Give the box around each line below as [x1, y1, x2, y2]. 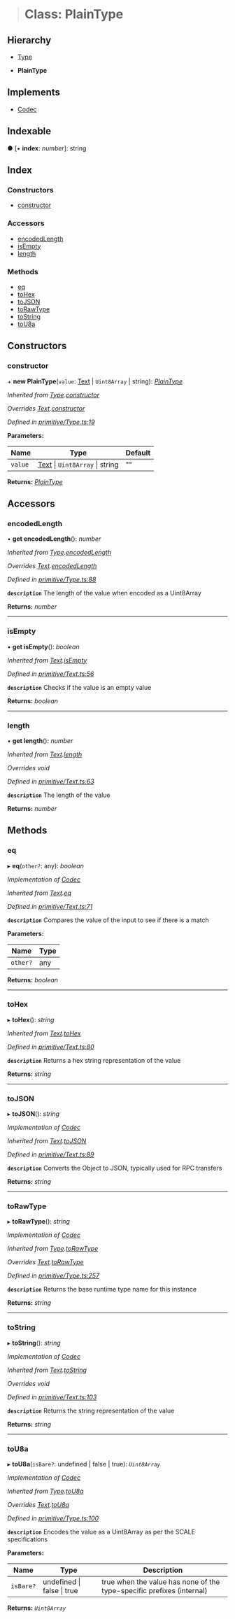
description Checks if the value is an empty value [7, 683, 152, 691]
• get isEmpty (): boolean [7, 642, 80, 651]
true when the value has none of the [101, 1577, 220, 1587]
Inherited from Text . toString [7, 1366, 87, 1374]
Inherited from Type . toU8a [7, 1487, 84, 1496]
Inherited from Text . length [7, 750, 83, 758]
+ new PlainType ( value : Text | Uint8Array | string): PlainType [7, 377, 183, 386]
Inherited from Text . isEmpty [7, 656, 87, 664]
